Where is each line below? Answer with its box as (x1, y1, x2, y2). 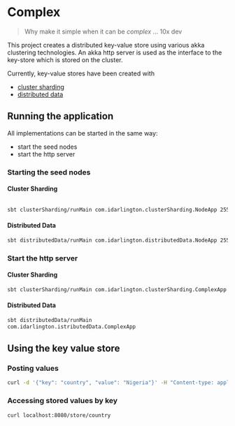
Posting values (7, 364, 59, 374)
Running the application (7, 110, 114, 122)
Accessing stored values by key (7, 396, 117, 406)
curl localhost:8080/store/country (7, 411, 111, 419)
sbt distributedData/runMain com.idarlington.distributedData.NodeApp (7, 237, 218, 244)
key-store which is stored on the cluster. (7, 55, 124, 64)
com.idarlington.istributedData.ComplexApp (7, 323, 136, 330)
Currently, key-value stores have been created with (7, 69, 155, 78)
